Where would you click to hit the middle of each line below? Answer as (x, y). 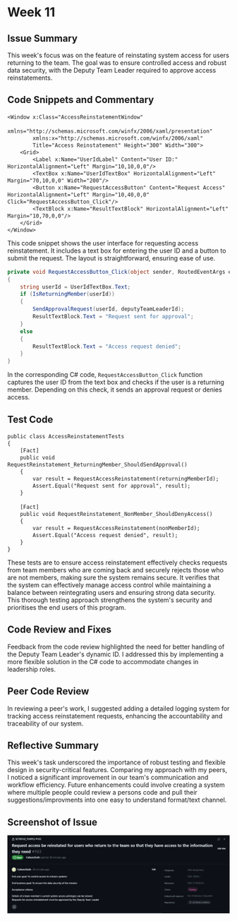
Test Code (30, 420)
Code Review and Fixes (59, 630)
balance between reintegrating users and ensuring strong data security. (112, 592)
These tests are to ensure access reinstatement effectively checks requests (117, 562)
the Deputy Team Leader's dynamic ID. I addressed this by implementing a (116, 654)
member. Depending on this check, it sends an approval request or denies (115, 390)
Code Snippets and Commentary (81, 100)
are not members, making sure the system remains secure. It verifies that (114, 577)
